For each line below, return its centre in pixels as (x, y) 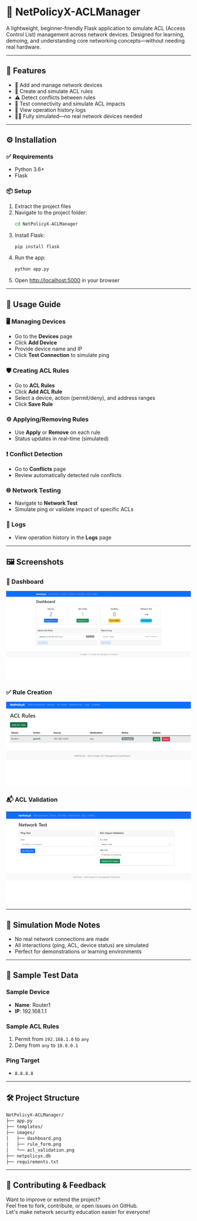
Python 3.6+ (30, 169)
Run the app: (30, 258)
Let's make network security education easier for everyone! (78, 1212)
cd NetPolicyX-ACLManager (46, 224)
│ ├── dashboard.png (34, 1139)
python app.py (32, 269)
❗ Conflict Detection (34, 454)
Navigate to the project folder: (51, 212)
